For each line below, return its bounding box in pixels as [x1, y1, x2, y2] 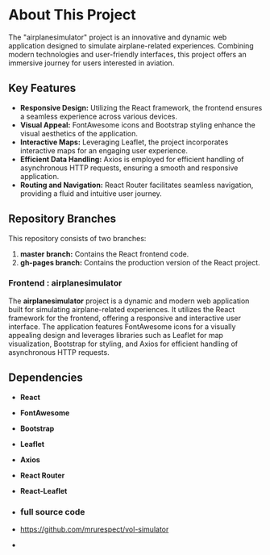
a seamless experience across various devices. [19, 111, 178, 121]
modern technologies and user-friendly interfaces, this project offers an [8, 49, 247, 59]
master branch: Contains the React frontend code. [19, 248, 189, 259]
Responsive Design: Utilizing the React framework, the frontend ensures [19, 102, 263, 112]
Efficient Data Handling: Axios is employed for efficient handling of [19, 154, 244, 164]
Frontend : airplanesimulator [8, 277, 123, 289]
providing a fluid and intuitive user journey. [19, 188, 163, 198]
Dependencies [8, 371, 83, 385]
